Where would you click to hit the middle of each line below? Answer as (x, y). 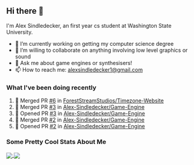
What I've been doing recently (51, 87)
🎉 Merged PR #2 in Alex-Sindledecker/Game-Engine (80, 120)
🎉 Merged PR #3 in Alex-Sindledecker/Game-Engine (80, 107)
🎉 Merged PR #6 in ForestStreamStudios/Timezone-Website (89, 101)
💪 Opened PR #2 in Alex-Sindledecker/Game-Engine (80, 126)
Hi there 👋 (25, 11)
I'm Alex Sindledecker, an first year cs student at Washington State (89, 25)
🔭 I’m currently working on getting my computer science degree (94, 43)
